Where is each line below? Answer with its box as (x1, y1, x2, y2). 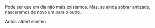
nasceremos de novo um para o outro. (5, 9, 81, 15)
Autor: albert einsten (5, 19, 46, 24)
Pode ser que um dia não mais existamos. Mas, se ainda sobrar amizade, (5, 4, 151, 10)
